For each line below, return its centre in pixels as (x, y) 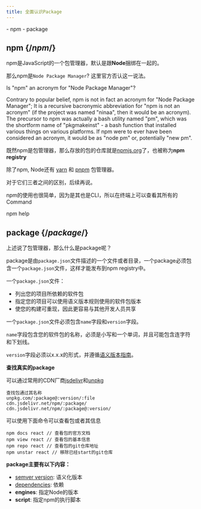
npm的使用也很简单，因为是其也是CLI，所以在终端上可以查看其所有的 (92, 195)
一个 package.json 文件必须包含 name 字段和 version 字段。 (74, 322)
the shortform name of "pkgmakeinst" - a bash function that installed (91, 125)
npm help (18, 214)
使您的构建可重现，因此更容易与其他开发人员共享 (75, 309)
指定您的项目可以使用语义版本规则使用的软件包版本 (78, 301)
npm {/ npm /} (31, 48)
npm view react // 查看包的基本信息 (48, 440)
